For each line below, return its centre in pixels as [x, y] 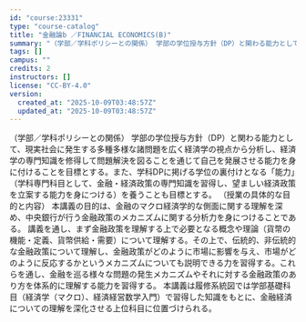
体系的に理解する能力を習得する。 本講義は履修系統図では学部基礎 [158, 286]
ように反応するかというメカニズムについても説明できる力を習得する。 [148, 263]
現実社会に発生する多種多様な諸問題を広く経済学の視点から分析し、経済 [161, 149]
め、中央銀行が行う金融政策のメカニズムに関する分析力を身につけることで [149, 217]
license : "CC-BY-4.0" [51, 86]
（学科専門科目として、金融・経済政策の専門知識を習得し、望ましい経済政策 [153, 184]
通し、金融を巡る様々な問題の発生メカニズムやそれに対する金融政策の [157, 275]
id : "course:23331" [46, 18]
